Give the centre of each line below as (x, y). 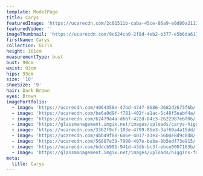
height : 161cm (24, 51)
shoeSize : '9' (24, 85)
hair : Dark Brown (28, 91)
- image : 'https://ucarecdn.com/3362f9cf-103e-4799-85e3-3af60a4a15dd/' (105, 130)
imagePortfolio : (27, 102)
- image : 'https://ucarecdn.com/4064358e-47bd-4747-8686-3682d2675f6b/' (105, 107)
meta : (13, 158)
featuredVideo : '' (29, 29)
